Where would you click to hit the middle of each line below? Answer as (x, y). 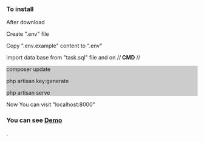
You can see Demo (34, 120)
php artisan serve (28, 93)
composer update (29, 69)
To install (20, 9)
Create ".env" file (28, 34)
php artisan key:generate (38, 81)
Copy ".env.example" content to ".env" (54, 46)
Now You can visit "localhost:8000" (51, 104)
